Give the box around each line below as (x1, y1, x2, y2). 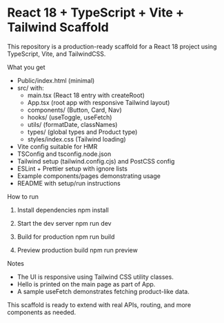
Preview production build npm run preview (17, 246, 138, 254)
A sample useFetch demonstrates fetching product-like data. (17, 287, 190, 295)
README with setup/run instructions (17, 179, 121, 187)
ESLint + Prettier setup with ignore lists (17, 164, 128, 173)
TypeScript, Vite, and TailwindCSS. (7, 50, 106, 58)
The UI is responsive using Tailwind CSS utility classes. (17, 273, 174, 281)
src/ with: (17, 84, 44, 92)
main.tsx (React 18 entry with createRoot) (27, 91, 145, 99)
